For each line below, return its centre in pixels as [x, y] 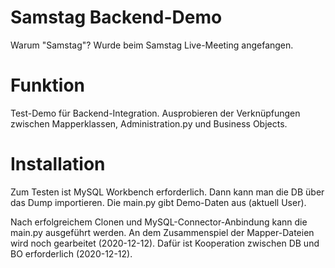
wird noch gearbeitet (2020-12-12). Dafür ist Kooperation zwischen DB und [165, 243]
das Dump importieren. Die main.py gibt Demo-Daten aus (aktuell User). [158, 202]
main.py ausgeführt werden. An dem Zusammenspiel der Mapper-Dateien [162, 232]
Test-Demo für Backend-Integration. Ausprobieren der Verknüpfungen [155, 113]
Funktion [48, 85]
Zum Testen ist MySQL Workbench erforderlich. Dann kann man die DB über [167, 192]
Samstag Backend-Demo [116, 17]
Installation [58, 164]
